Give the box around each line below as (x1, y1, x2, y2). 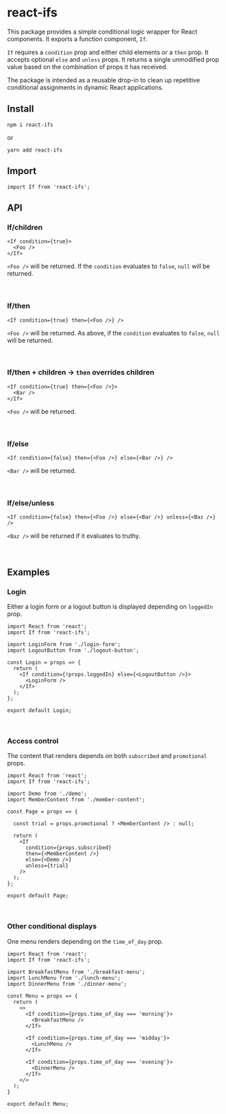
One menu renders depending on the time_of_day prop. (7, 937, 164, 945)
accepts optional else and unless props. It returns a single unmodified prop (7, 55, 219, 63)
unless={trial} (25, 862, 69, 869)
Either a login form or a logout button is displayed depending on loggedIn (7, 602, 214, 611)
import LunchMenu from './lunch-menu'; (7, 974, 121, 982)
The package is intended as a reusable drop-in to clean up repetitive (7, 75, 201, 84)
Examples (7, 566, 50, 578)
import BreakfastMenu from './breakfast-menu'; (7, 969, 146, 975)
